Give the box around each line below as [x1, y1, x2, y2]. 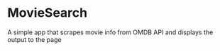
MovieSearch [7, 5, 87, 21]
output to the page [7, 35, 62, 43]
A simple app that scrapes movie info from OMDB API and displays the [7, 28, 214, 36]
